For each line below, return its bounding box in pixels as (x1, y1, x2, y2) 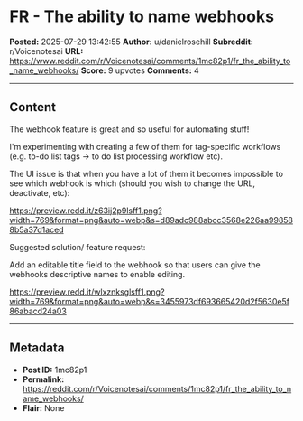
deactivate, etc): (9, 187, 70, 198)
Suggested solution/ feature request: (9, 241, 146, 252)
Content (9, 99, 57, 115)
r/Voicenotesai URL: (9, 45, 84, 56)
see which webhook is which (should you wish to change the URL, (9, 178, 255, 189)
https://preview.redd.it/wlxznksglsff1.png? (9, 286, 165, 297)
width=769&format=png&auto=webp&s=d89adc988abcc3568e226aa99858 (9, 214, 294, 225)
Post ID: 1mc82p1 (22, 364, 87, 375)
